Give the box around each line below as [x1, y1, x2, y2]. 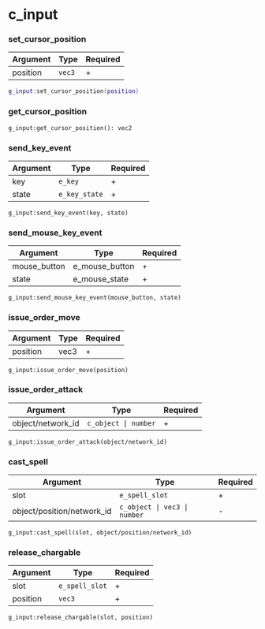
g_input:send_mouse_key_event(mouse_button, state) [8, 294, 181, 302]
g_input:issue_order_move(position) [8, 366, 129, 374]
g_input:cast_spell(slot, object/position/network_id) [8, 529, 192, 537]
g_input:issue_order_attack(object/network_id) [8, 437, 168, 446]
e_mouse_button [73, 261, 135, 272]
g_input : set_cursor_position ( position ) [8, 87, 140, 95]
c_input [8, 6, 58, 24]
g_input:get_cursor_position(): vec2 [8, 124, 132, 132]
